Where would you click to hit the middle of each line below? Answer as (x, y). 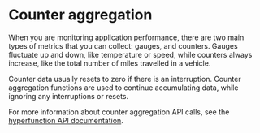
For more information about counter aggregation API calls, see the (119, 112)
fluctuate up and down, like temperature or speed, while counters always (130, 54)
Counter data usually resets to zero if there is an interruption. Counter (125, 79)
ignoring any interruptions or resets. (69, 96)
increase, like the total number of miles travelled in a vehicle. (110, 63)
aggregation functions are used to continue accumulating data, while (123, 88)
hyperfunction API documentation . (66, 120)
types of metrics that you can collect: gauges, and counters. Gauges (123, 45)
